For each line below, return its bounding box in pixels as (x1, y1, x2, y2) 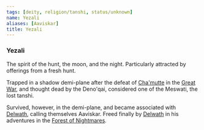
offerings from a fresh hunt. (6, 67, 76, 74)
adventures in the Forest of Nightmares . (6, 117, 107, 124)
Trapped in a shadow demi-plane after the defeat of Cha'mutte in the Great (6, 78, 196, 86)
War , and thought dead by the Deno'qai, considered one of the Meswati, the (6, 85, 198, 93)
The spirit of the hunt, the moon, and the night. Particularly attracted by (6, 60, 186, 67)
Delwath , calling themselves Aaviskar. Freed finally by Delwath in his (6, 110, 179, 117)
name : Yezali (6, 15, 40, 21)
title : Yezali (6, 26, 43, 32)
